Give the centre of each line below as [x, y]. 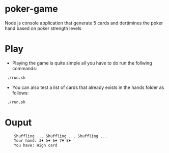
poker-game [31, 9]
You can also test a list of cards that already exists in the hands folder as [88, 87]
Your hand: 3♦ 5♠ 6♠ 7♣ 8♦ [43, 141]
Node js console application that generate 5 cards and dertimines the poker [84, 23]
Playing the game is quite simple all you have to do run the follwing [82, 63]
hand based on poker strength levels [43, 28]
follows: [20, 93]
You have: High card [36, 145]
